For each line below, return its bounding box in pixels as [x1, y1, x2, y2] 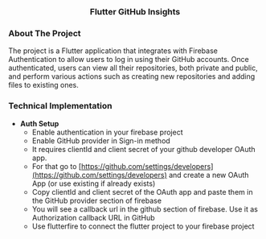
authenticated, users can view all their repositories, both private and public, [8, 63, 259, 73]
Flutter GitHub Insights [89, 6, 181, 17]
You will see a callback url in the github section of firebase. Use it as [31, 204, 259, 214]
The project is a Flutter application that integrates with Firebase [8, 46, 219, 56]
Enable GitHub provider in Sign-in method [31, 135, 170, 146]
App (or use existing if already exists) [31, 179, 156, 188]
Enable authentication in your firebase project [31, 127, 183, 137]
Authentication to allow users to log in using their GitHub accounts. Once [8, 55, 249, 64]
